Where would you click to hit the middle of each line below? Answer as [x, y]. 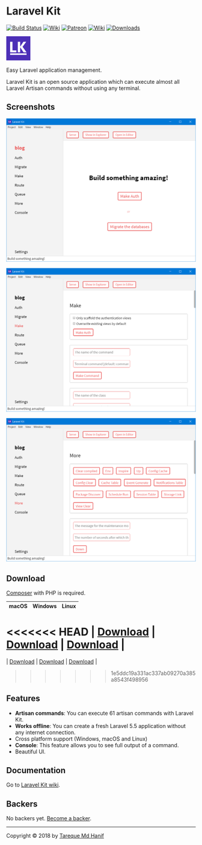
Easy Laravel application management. [54, 70]
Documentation [36, 771]
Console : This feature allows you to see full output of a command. [97, 745]
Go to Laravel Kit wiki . [33, 785]
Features [23, 699]
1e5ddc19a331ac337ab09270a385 [153, 673]
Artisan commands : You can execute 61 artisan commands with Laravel [104, 713]
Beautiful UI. [30, 752]
